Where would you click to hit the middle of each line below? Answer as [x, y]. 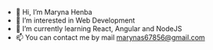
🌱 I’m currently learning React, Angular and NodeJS [99, 29]
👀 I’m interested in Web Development [75, 20]
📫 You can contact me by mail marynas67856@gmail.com [110, 37]
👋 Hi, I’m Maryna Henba [54, 12]
